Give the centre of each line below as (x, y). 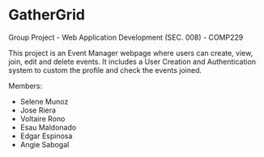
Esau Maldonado (48, 127)
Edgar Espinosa (46, 136)
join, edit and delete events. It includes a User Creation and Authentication (132, 62)
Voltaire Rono (43, 118)
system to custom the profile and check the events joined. (105, 70)
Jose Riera (38, 110)
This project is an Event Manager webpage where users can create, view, (131, 53)
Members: (26, 86)
